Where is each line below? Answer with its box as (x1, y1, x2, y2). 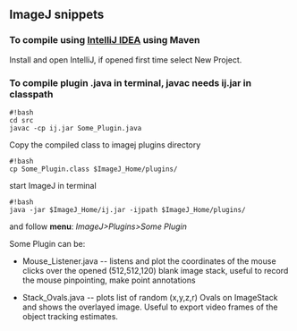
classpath (9, 88, 54, 100)
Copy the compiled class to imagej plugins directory (9, 139, 201, 150)
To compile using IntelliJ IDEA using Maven (9, 34, 200, 47)
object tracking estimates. (21, 310, 119, 321)
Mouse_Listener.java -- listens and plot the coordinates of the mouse (21, 255, 276, 267)
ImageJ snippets (9, 7, 105, 22)
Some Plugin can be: (9, 238, 86, 249)
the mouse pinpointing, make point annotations (21, 275, 196, 285)
